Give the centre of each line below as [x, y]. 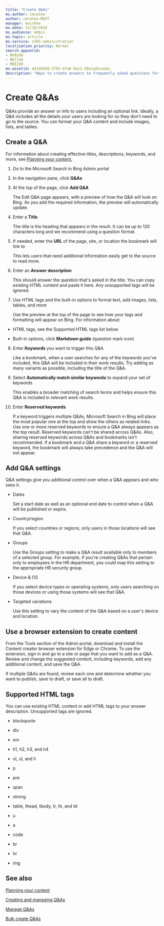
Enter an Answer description [42, 270]
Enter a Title [25, 217]
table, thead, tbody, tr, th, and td [45, 806]
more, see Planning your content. [39, 159]
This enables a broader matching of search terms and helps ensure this [84, 392]
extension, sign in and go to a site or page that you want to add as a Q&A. [79, 654]
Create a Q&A [27, 142]
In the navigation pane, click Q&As [47, 178]
